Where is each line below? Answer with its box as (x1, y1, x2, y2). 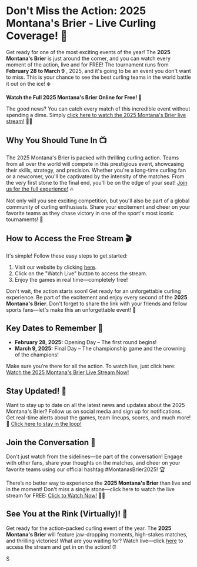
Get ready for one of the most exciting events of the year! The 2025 (6, 48, 171, 55)
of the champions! (14, 351, 59, 358)
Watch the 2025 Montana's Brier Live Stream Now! (6, 369, 129, 376)
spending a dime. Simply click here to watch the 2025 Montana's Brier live (6, 111, 186, 118)
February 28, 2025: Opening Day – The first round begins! (14, 339, 157, 346)
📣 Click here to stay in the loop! (6, 421, 82, 428)
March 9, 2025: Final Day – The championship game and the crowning (14, 345, 186, 352)
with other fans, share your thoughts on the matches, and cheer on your (6, 459, 181, 466)
